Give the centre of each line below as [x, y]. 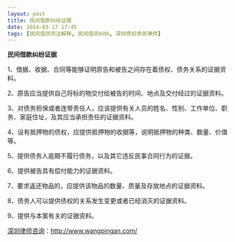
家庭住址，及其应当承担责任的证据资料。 [78, 117]
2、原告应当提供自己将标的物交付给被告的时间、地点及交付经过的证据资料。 [117, 93]
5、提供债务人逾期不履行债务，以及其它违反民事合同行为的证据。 [102, 156]
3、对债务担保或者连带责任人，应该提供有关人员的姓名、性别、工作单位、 [114, 108]
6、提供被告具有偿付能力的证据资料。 [62, 171]
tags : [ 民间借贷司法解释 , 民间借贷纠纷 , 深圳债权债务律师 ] [84, 34]
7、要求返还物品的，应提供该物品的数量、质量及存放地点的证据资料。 [108, 186]
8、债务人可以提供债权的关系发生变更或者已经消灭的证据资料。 [99, 201]
